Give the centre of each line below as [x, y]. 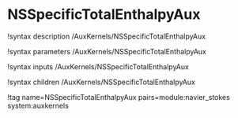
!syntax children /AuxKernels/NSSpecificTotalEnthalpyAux [101, 82]
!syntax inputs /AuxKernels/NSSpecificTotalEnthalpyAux [98, 66]
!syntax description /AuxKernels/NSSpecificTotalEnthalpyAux [107, 36]
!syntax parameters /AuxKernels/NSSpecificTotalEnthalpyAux [107, 51]
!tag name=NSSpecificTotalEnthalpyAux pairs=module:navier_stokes [119, 97]
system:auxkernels [38, 105]
